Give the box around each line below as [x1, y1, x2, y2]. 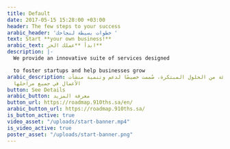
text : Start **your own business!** [7, 36, 112, 43]
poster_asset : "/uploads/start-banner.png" [7, 131, 133, 138]
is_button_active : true [7, 112, 75, 119]
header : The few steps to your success [7, 23, 121, 30]
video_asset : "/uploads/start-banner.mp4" [7, 118, 130, 125]
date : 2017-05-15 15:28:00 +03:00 [7, 16, 106, 23]
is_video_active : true [7, 124, 72, 131]
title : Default [7, 10, 51, 17]
